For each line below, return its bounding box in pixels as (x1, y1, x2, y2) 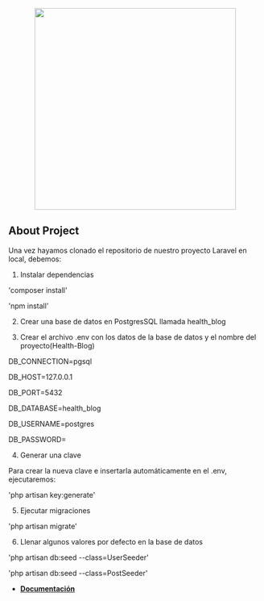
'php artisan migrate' (8, 521, 78, 531)
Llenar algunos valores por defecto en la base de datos (19, 536, 204, 546)
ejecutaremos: (8, 474, 56, 484)
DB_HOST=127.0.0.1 (8, 372, 73, 382)
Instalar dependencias (19, 269, 94, 279)
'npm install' (8, 301, 49, 311)
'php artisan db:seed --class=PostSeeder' (8, 568, 148, 578)
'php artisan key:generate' (8, 490, 96, 499)
